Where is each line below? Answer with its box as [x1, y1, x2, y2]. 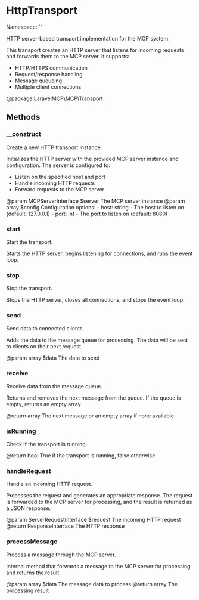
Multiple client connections [14, 83, 82, 90]
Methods [6, 112, 41, 122]
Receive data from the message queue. [6, 382, 103, 389]
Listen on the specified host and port [14, 173, 105, 180]
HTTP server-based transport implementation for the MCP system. [6, 35, 170, 42]
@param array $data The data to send [6, 354, 100, 361]
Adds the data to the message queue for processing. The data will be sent [6, 336, 188, 344]
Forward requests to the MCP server [14, 185, 105, 193]
